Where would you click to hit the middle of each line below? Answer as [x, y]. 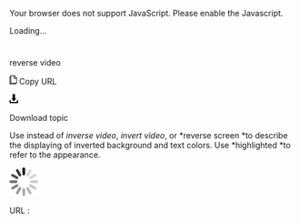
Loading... [28, 30]
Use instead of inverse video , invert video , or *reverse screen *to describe [149, 136]
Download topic [39, 118]
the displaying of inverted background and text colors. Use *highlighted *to [150, 146]
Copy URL [38, 82]
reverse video [35, 63]
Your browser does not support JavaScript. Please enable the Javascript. [146, 13]
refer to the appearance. [55, 155]
